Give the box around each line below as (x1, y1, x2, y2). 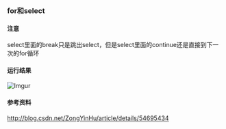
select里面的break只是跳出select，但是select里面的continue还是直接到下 (7, 41, 213, 49)
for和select (7, 5, 45, 15)
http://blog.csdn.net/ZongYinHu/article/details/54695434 (7, 114, 169, 122)
